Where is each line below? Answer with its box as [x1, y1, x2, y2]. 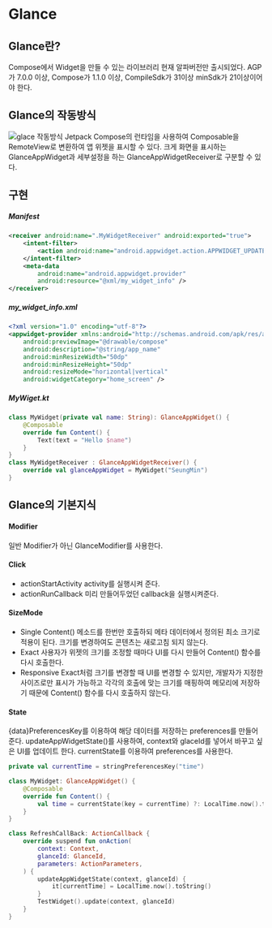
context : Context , [37, 845, 100, 853]
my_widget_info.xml [8, 302, 79, 312]
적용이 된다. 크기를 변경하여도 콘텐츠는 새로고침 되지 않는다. [19, 637, 209, 646]
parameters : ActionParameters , [37, 860, 143, 868]
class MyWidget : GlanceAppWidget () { [8, 777, 136, 786]
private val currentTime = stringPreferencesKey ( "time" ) [8, 762, 205, 771]
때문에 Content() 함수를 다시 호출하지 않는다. [28, 688, 172, 697]
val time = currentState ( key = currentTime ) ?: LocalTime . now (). [37, 800, 263, 808]
